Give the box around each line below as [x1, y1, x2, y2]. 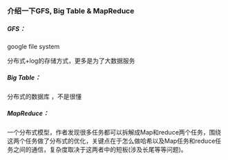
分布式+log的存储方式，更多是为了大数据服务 [7, 57, 135, 65]
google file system [7, 42, 60, 50]
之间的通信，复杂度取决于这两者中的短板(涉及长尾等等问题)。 [12, 145, 188, 153]
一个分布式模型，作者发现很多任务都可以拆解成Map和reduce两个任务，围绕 [7, 128, 222, 136]
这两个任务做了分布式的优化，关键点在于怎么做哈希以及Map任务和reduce [7, 137, 216, 145]
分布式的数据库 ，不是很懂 [7, 92, 82, 101]
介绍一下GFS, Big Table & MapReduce [7, 6, 135, 15]
